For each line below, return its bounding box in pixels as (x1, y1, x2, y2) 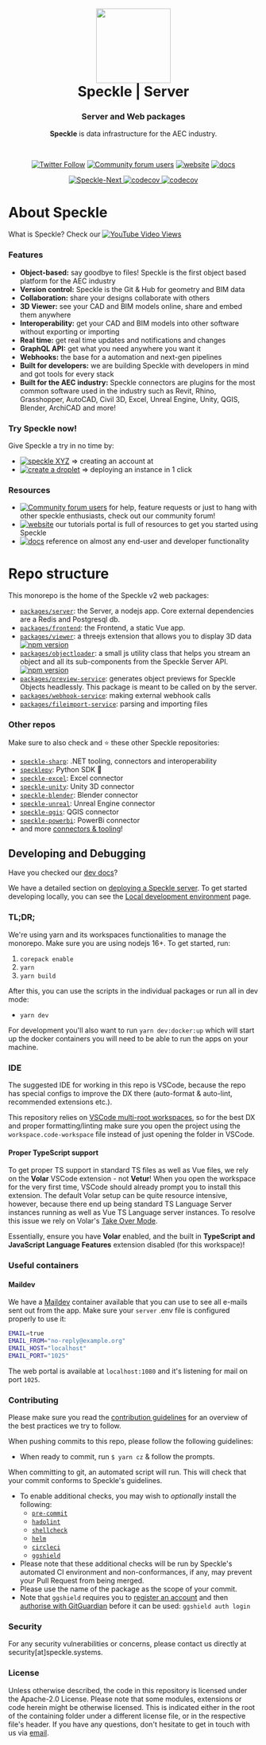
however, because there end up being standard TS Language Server (8, 1199, 233, 1209)
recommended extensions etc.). (8, 1097, 113, 1107)
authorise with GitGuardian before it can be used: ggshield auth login (19, 1601, 251, 1611)
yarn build (19, 972, 56, 980)
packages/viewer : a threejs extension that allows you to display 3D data (19, 631, 253, 641)
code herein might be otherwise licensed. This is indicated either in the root (8, 1702, 256, 1712)
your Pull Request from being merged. (19, 1576, 145, 1586)
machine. (8, 1042, 39, 1052)
